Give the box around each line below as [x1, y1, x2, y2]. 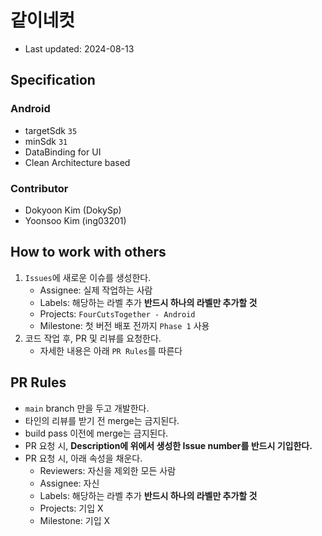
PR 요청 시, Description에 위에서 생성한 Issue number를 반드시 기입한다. [24, 439, 313, 451]
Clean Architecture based [24, 156, 131, 168]
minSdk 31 [24, 135, 68, 147]
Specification [10, 72, 96, 89]
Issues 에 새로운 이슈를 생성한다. [24, 271, 152, 283]
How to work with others [10, 244, 167, 261]
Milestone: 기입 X [39, 514, 111, 526]
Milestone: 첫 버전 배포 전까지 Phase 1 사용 [39, 319, 210, 331]
